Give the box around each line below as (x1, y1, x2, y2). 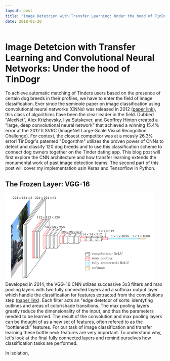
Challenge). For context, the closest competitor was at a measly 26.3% (5, 133, 153, 139)
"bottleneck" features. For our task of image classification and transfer (5, 324, 153, 330)
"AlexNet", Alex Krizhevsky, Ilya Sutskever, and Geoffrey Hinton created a (5, 117, 158, 123)
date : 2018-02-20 (5, 19, 42, 24)
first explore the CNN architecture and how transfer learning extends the (5, 154, 157, 161)
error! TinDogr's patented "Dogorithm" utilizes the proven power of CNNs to (5, 138, 164, 144)
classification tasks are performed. (5, 340, 78, 346)
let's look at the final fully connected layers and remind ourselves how (5, 335, 151, 341)
